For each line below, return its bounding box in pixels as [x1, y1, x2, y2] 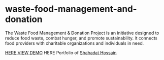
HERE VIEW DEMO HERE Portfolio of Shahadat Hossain [5, 50, 117, 56]
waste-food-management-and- [5, 3, 137, 15]
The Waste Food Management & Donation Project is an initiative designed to [5, 30, 159, 36]
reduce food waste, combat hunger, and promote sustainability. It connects [5, 35, 158, 41]
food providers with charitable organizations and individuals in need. [5, 40, 144, 46]
